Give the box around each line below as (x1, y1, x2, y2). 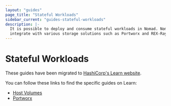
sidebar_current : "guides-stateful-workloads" (5, 17, 106, 22)
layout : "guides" (5, 7, 42, 13)
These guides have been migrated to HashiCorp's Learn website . (5, 70, 141, 76)
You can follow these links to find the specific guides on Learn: (5, 79, 137, 86)
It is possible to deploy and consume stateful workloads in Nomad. (10, 26, 158, 32)
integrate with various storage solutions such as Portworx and (10, 31, 149, 36)
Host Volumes (12, 90, 42, 96)
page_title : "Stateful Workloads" (5, 12, 79, 17)
